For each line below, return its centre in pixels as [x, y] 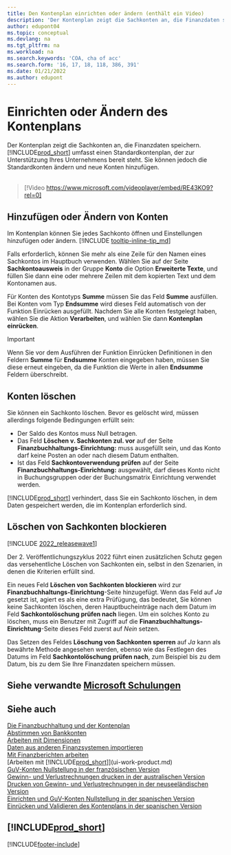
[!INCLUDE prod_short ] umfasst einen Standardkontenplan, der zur [101, 153]
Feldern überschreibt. [38, 374]
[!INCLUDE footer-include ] [44, 844]
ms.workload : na [30, 52]
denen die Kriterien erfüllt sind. [51, 571]
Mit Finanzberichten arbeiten [48, 754]
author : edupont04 [33, 26]
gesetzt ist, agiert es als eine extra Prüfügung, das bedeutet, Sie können [109, 599]
